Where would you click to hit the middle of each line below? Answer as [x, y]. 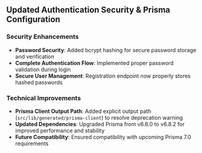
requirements [32, 143]
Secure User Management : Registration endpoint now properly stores [103, 76]
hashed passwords [39, 82]
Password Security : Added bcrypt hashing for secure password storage [106, 50]
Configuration [33, 20]
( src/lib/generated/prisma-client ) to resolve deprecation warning [99, 117]
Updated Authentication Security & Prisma [88, 10]
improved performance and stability [60, 131]
